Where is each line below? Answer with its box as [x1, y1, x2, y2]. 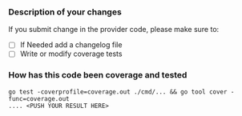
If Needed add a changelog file [19, 40, 123, 50]
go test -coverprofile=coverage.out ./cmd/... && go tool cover [8, 87, 228, 96]
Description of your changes [8, 6, 122, 18]
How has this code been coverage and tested [8, 70, 188, 81]
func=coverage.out [8, 94, 70, 102]
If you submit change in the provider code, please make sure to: [8, 25, 220, 34]
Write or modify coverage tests [19, 49, 123, 58]
